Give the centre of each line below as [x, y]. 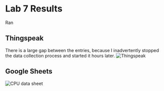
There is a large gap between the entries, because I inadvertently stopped [82, 50]
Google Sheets [29, 71]
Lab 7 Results [34, 9]
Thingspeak [24, 38]
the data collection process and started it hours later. [60, 55]
